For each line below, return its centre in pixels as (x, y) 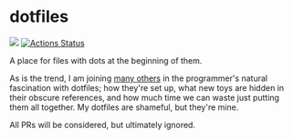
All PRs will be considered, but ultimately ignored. (103, 124)
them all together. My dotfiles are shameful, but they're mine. (124, 107)
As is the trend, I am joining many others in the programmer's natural (138, 78)
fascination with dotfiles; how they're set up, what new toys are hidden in (147, 87)
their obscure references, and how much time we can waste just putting (145, 97)
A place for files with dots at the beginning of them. (106, 60)
